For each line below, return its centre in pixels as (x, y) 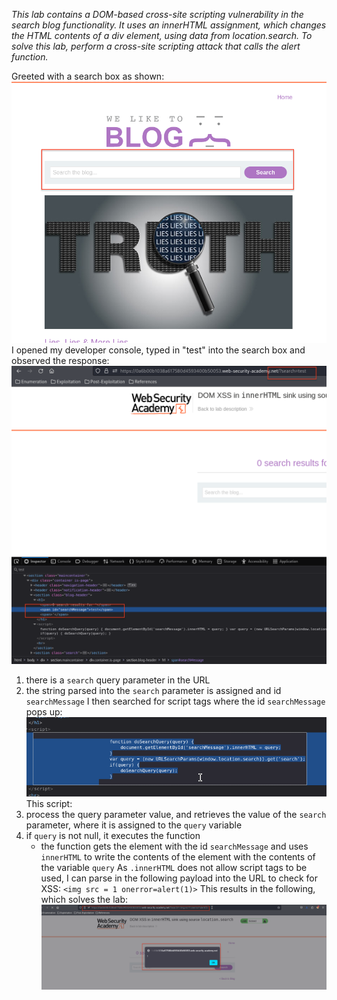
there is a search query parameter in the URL (118, 680)
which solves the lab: (84, 899)
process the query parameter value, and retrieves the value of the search (176, 814)
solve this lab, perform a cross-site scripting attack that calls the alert (156, 46)
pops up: (44, 712)
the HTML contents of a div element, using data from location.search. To (162, 35)
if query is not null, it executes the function (113, 835)
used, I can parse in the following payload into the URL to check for (179, 878)
